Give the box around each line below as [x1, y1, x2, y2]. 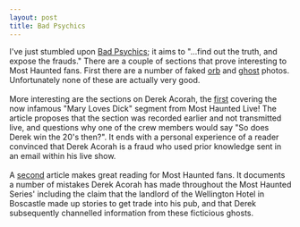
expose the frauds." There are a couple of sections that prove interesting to [9, 55, 287, 66]
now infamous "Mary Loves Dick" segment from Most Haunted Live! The [9, 103, 278, 113]
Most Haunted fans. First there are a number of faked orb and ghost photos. [9, 64, 290, 76]
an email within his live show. [9, 150, 116, 161]
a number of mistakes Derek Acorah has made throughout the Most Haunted [9, 179, 292, 189]
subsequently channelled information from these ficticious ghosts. [9, 207, 254, 218]
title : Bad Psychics [9, 21, 87, 30]
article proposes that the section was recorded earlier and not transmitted [9, 113, 282, 123]
